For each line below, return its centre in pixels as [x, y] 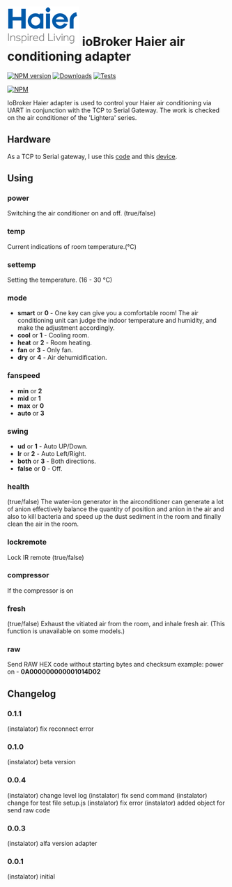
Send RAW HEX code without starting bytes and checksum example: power [115, 665]
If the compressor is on [41, 590]
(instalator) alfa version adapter [52, 843]
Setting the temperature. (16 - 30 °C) [60, 280]
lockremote [27, 542]
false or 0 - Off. [40, 468]
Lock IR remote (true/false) [46, 557]
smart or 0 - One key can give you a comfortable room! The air [108, 313]
